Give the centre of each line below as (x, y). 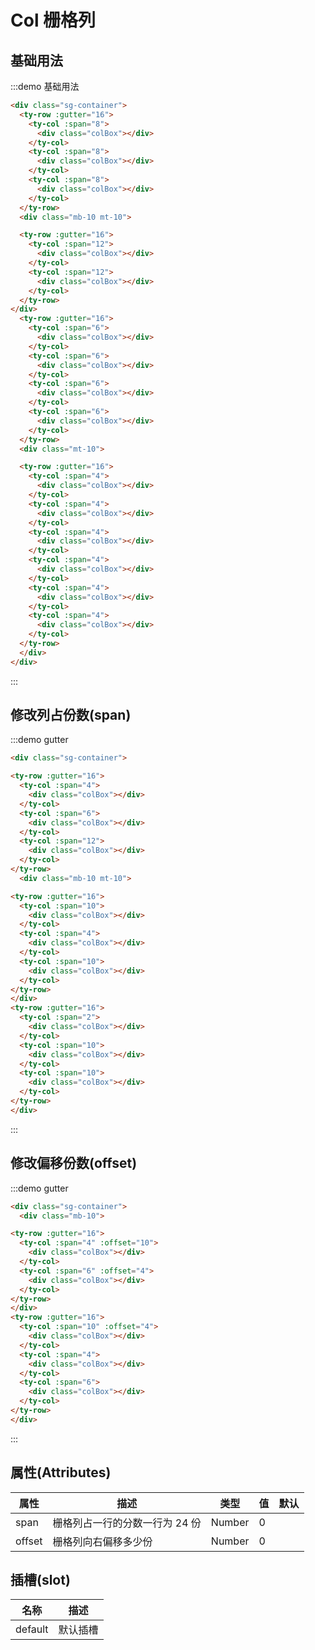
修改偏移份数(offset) (74, 1163)
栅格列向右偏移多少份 (102, 1541)
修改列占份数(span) (71, 715)
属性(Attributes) (61, 1472)
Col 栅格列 (53, 20)
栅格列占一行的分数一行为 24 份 (127, 1523)
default (32, 1629)
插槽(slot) (40, 1579)
